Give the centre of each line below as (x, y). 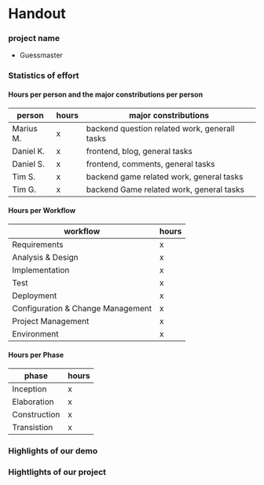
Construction (36, 415)
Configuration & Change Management (82, 308)
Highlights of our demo (53, 450)
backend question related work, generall (160, 128)
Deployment (35, 296)
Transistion (33, 428)
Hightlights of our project (57, 472)
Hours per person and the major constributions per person (106, 94)
